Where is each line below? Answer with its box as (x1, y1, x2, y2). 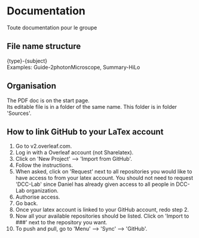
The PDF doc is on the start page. (7, 97, 90, 104)
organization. (26, 187, 59, 194)
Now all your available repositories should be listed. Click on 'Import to (15, 212, 189, 219)
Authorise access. (15, 193, 60, 201)
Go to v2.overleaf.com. (15, 142, 72, 150)
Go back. (15, 200, 38, 207)
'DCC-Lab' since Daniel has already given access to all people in (15, 181, 175, 188)
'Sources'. (7, 109, 32, 117)
